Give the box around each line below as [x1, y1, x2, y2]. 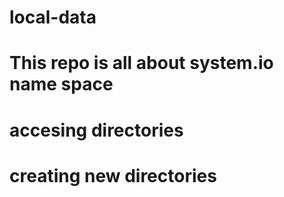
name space [9, 73, 114, 96]
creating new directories [9, 164, 217, 187]
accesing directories [9, 119, 184, 141]
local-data [9, 6, 97, 29]
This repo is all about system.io [9, 52, 274, 75]
